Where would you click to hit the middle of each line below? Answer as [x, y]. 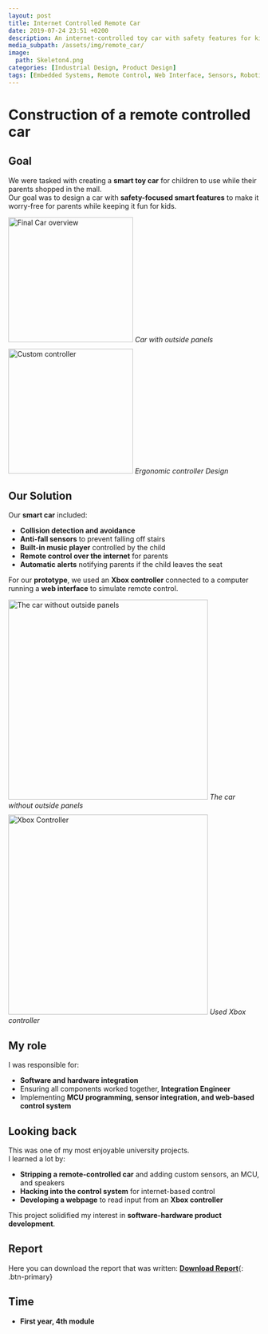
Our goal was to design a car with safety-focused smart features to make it [134, 198]
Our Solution [40, 496]
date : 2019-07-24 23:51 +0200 [59, 30]
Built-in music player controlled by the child [93, 548]
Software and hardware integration [79, 1080]
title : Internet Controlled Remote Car [75, 23]
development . [32, 1224]
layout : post [30, 16]
